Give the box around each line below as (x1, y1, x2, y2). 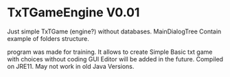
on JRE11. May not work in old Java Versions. (7, 62, 135, 70)
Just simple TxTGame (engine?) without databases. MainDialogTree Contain (7, 27, 222, 35)
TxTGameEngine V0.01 (7, 5, 140, 20)
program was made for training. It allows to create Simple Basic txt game (7, 48, 213, 56)
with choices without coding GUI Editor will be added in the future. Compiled (7, 55, 224, 63)
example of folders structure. (7, 34, 89, 42)
